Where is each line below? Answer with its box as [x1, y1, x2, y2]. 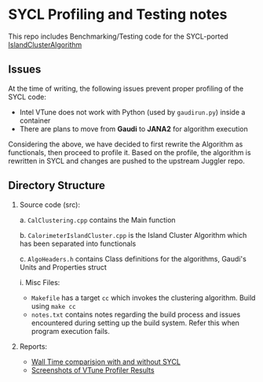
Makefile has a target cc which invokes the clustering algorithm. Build [31, 293, 256, 302]
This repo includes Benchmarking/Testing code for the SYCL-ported [8, 32, 229, 41]
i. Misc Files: [19, 277, 60, 287]
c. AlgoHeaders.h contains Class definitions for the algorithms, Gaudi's [19, 254, 247, 263]
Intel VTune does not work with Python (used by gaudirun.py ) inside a [19, 107, 246, 117]
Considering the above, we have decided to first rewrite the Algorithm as [8, 139, 243, 149]
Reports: [19, 341, 48, 351]
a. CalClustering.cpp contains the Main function [19, 215, 176, 224]
